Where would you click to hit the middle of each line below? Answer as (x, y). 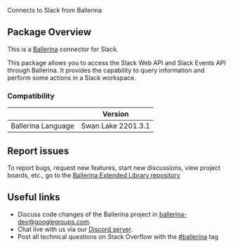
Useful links (34, 197)
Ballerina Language (43, 126)
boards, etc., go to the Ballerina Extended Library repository (94, 175)
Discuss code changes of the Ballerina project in (87, 214)
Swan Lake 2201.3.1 (116, 126)
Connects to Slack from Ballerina (55, 10)
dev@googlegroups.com (53, 221)
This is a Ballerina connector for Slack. (63, 49)
